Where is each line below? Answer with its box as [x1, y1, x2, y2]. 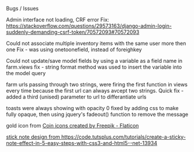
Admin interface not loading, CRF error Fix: [6, 16, 109, 23]
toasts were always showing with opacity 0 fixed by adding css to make [6, 105, 179, 111]
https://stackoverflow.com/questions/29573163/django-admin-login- [6, 23, 172, 29]
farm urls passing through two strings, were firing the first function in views [6, 81, 188, 88]
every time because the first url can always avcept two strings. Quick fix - [6, 87, 184, 94]
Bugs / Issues [6, 5, 39, 12]
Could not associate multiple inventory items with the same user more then [6, 40, 186, 47]
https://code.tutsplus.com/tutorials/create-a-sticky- [61, 133, 186, 140]
